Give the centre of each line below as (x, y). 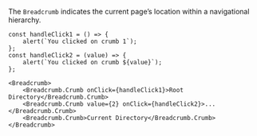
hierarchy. (25, 20)
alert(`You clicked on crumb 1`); (80, 41)
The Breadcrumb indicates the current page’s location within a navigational (129, 12)
